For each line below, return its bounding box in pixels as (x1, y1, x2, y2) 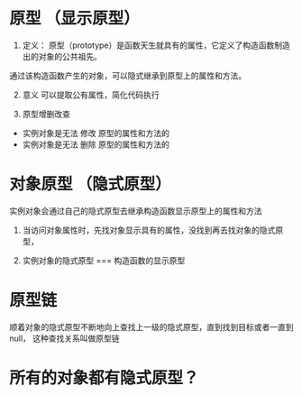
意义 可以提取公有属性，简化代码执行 (22, 89, 160, 100)
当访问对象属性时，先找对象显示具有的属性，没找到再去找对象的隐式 (22, 225, 276, 235)
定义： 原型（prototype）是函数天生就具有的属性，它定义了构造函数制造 (22, 40, 291, 51)
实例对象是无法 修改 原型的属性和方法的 (22, 127, 169, 138)
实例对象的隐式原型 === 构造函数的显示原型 (22, 254, 186, 266)
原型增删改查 (22, 108, 70, 119)
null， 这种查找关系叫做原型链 (9, 333, 120, 344)
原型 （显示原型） (9, 8, 140, 29)
